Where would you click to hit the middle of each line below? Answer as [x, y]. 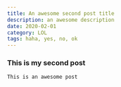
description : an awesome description [61, 20]
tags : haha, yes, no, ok [42, 39]
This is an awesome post [42, 77]
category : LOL [27, 33]
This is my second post [46, 63]
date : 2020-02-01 [32, 26]
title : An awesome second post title [61, 13]
